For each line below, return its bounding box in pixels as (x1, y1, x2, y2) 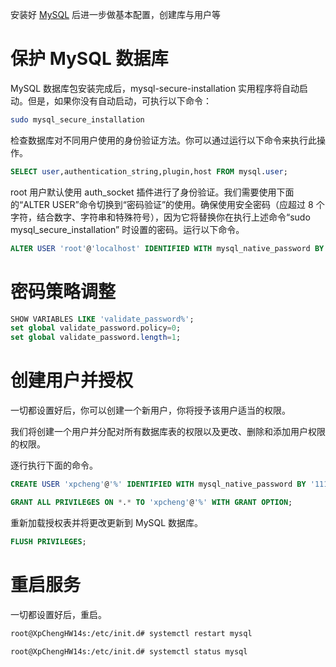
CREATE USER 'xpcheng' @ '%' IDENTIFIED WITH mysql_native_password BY (10, 479, 307, 490)
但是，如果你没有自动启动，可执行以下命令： (27, 94, 212, 107)
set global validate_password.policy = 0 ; (10, 323, 182, 333)
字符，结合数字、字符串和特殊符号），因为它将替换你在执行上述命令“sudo (10, 211, 311, 223)
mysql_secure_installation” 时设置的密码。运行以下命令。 (10, 223, 245, 235)
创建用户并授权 (10, 369, 134, 392)
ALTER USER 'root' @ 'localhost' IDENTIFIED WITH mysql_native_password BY (10, 243, 325, 253)
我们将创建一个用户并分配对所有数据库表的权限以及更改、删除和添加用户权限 (10, 426, 326, 438)
